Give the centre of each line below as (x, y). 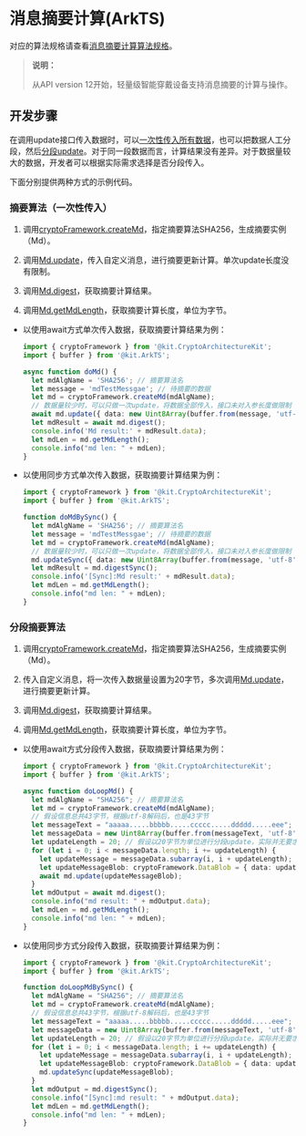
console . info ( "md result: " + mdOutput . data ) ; (121, 902)
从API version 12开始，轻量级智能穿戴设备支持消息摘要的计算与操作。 (162, 84)
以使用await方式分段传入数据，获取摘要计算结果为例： (124, 749)
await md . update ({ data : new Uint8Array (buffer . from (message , (152, 414)
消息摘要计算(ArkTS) (87, 19)
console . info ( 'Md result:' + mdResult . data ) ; (119, 431)
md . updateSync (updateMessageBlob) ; (107, 1072)
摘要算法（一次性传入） (61, 208)
